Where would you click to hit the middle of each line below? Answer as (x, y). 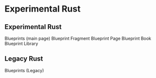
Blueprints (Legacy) (24, 70)
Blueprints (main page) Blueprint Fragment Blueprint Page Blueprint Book (78, 38)
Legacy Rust (24, 59)
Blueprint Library (21, 44)
